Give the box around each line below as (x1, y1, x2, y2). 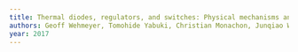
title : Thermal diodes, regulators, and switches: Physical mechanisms (9, 12, 279, 22)
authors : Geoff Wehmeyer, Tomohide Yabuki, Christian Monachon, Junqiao (9, 21, 284, 30)
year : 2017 (9, 29, 50, 38)
